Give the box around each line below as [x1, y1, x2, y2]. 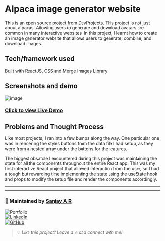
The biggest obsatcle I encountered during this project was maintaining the [5, 156, 157, 161]
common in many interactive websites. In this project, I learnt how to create [5, 30, 157, 36]
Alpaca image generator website [5, 3, 141, 15]
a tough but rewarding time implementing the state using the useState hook [5, 171, 158, 177]
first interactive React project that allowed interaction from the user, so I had [5, 166, 159, 172]
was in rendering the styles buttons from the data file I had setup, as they [5, 141, 153, 147]
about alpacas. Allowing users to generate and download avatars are [5, 25, 144, 30]
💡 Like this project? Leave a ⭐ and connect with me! [17, 229, 123, 235]
